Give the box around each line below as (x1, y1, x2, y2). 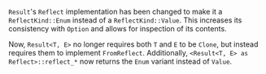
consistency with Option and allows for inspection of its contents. (8, 24, 227, 33)
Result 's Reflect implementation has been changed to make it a (8, 7, 223, 16)
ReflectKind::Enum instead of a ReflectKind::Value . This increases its (8, 15, 242, 25)
